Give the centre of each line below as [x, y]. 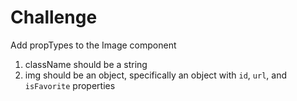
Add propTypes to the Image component [93, 45]
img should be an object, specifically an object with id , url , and [155, 75]
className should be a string [86, 64]
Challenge [54, 17]
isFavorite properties [70, 85]
